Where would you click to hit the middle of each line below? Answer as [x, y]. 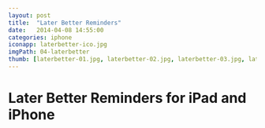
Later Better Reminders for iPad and [127, 98]
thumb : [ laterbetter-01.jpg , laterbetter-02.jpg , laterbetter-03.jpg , [127, 60]
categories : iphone [40, 37]
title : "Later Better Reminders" [65, 23]
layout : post [30, 15]
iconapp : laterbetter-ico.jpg [58, 45]
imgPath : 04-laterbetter [49, 52]
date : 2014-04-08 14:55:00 [56, 30]
